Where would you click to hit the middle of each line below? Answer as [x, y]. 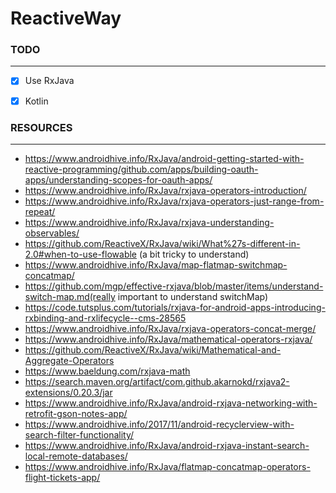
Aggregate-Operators [69, 360]
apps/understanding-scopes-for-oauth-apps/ [118, 179]
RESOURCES [41, 127]
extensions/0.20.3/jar [68, 392]
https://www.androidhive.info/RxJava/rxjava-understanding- [149, 222]
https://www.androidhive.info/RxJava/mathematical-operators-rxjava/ [168, 339]
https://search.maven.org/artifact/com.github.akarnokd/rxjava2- [157, 381]
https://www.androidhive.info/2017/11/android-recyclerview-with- [159, 424]
